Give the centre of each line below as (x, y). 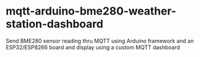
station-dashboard (54, 24)
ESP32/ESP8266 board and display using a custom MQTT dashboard (93, 47)
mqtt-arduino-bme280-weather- (91, 11)
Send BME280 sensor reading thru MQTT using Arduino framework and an (100, 41)
